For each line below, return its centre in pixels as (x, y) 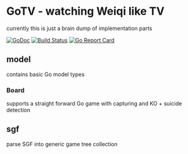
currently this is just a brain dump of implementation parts (79, 28)
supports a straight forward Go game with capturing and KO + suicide (94, 104)
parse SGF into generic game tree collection (62, 144)
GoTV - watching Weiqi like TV (85, 11)
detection (18, 110)
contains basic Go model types (45, 74)
